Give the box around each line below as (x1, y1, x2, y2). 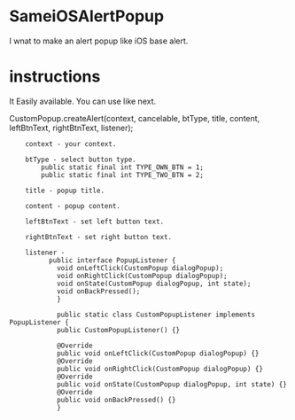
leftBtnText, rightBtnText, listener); (9, 122, 134, 133)
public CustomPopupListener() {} (56, 325, 180, 334)
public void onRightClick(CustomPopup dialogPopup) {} (56, 364, 264, 373)
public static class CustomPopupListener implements (56, 310, 255, 319)
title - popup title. (25, 186, 105, 195)
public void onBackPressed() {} (56, 395, 176, 404)
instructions (9, 66, 101, 87)
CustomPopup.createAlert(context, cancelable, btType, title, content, (9, 113, 260, 123)
